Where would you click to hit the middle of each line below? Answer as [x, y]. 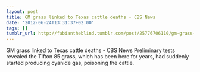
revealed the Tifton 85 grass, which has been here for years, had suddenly [98, 57]
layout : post [22, 12]
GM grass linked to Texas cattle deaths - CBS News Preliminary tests [91, 50]
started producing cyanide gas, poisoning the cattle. [70, 63]
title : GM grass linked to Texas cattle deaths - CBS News [81, 17]
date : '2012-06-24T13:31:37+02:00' [50, 22]
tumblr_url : [21, 34]
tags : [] [17, 28]
